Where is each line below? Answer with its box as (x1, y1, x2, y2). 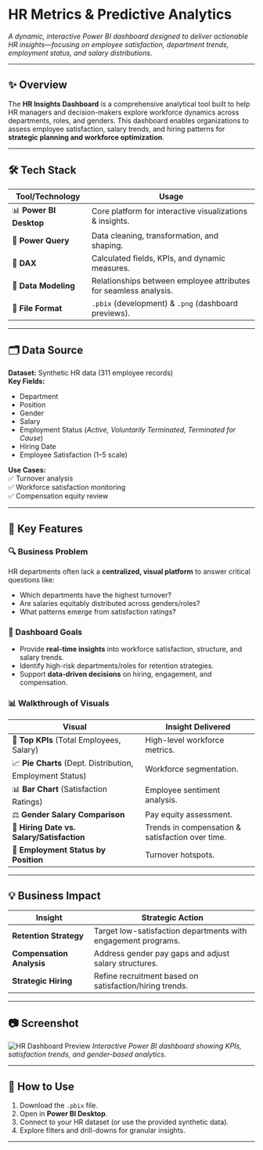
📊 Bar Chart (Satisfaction (12, 783, 108, 794)
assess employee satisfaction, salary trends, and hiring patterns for (8, 124, 225, 133)
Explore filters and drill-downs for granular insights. (19, 1126, 186, 1135)
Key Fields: (8, 377, 45, 386)
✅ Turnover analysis (8, 473, 74, 484)
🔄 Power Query (12, 235, 70, 246)
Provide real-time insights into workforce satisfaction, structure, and (19, 644, 243, 654)
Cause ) (19, 433, 44, 443)
